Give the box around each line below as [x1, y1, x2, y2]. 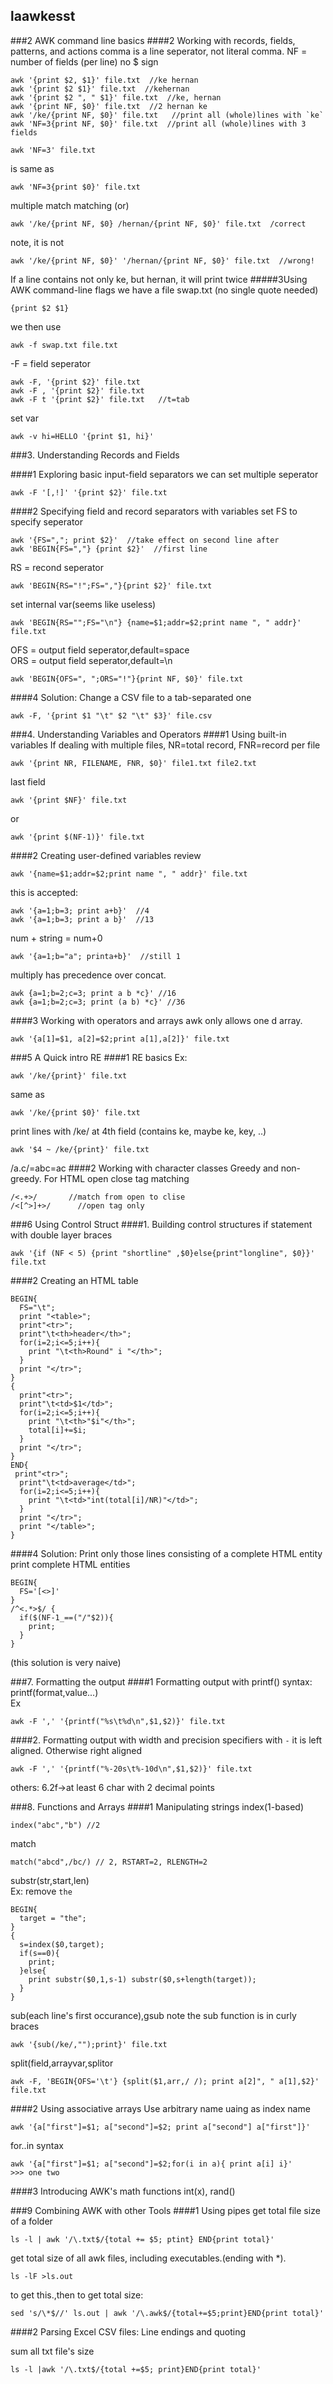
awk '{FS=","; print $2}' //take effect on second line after [10, 535, 280, 545]
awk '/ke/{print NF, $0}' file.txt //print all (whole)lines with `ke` [10, 110, 325, 120]
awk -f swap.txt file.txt [10, 340, 118, 350]
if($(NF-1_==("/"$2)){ [19, 1612, 114, 1623]
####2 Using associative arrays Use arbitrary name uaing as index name [10, 2102, 311, 2114]
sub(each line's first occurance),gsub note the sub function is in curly [10, 2009, 297, 2021]
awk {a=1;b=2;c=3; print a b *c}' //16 [10, 988, 177, 998]
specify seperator [10, 515, 84, 528]
